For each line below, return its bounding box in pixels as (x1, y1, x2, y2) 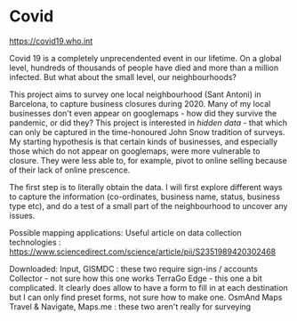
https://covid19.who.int (9, 36, 93, 46)
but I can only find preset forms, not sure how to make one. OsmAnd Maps (9, 292, 283, 302)
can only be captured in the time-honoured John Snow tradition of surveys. (9, 126, 286, 137)
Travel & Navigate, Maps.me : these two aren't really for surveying (9, 301, 252, 312)
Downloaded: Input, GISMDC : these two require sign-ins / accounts (9, 263, 258, 274)
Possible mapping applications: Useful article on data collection (9, 227, 242, 237)
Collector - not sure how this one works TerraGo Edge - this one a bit (9, 273, 262, 284)
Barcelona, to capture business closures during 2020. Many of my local (9, 98, 271, 108)
